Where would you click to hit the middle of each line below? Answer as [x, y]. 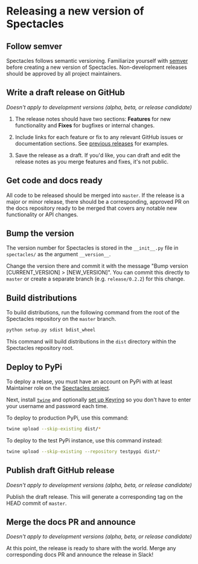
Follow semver [34, 46]
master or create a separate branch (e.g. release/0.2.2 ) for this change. [96, 279]
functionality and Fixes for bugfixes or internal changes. [85, 125]
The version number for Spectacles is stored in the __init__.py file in [92, 248]
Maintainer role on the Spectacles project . [58, 387]
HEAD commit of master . [37, 503]
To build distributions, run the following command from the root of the [93, 313]
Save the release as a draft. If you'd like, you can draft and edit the [97, 155]
